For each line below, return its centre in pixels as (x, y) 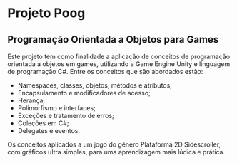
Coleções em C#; (43, 123)
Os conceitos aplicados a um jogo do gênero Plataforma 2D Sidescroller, (114, 144)
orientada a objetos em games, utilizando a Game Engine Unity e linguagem (119, 64)
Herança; (31, 100)
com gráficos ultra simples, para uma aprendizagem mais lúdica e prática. (116, 152)
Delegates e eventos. (49, 131)
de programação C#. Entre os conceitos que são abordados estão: (105, 72)
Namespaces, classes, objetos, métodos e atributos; (95, 85)
